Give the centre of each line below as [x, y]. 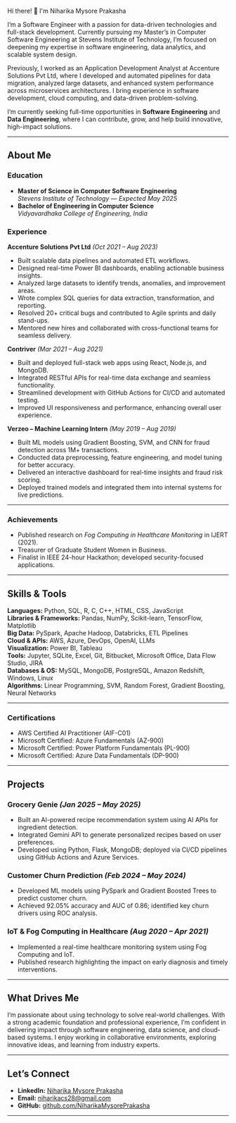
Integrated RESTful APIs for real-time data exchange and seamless [114, 378]
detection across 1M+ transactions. [68, 449]
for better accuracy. [46, 464]
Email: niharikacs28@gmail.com [64, 1098]
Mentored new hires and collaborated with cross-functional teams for [118, 328]
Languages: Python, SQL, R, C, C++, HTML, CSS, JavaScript [96, 611]
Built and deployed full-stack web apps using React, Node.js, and [112, 362]
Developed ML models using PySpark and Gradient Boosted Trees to [117, 891]
